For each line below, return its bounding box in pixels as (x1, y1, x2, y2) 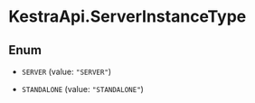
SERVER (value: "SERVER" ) (21, 66, 112, 77)
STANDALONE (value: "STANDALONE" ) (21, 84, 144, 94)
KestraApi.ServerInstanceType (8, 6, 247, 27)
